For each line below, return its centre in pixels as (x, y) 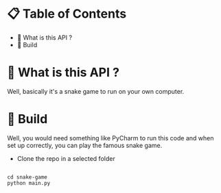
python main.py (29, 183)
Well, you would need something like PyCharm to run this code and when (110, 138)
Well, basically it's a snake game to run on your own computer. (96, 91)
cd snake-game (27, 177)
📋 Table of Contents (67, 14)
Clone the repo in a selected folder (66, 158)
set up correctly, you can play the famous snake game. (85, 145)
